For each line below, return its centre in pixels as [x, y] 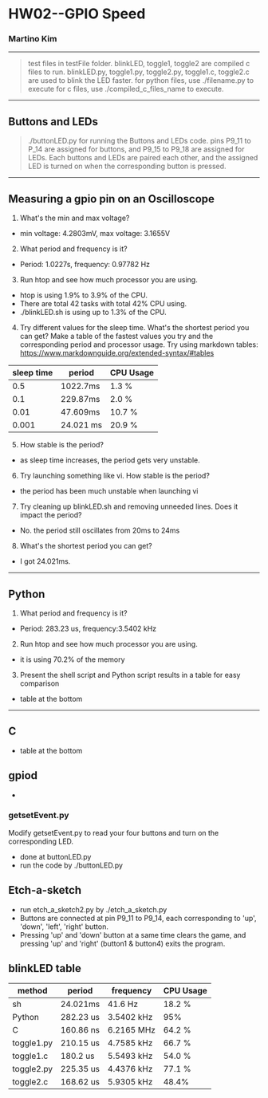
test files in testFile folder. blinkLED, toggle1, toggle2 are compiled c [139, 64]
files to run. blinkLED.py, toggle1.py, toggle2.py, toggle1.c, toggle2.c [138, 72]
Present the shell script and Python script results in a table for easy [130, 675]
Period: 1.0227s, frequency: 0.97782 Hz [85, 265]
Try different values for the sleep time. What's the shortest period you [134, 328]
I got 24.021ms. [45, 561]
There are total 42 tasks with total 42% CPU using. [103, 304]
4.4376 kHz [130, 1069]
